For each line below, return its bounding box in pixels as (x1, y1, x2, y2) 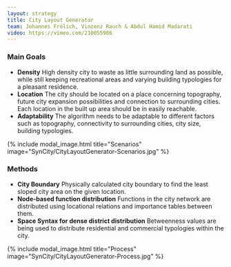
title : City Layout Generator (7, 17, 94, 23)
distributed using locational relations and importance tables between (17, 201, 212, 210)
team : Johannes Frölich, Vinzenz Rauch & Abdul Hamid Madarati (7, 23, 193, 30)
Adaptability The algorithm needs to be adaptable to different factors (17, 112, 215, 120)
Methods (7, 164, 38, 174)
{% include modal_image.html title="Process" (7, 244, 137, 253)
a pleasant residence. (17, 82, 79, 90)
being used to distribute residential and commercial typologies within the (17, 224, 224, 232)
